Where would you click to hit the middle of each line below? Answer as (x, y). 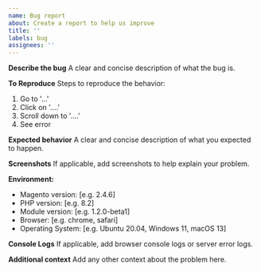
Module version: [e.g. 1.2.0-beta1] (75, 211)
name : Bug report (37, 16)
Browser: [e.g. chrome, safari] (69, 220)
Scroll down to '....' (50, 116)
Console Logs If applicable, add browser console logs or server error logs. (130, 244)
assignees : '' (32, 45)
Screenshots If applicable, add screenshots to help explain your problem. (129, 164)
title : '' (25, 30)
